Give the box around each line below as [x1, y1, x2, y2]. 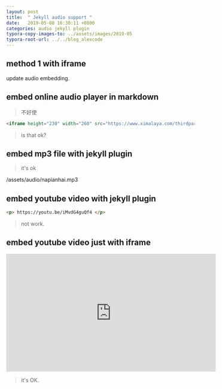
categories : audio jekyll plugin [6, 25, 90, 32]
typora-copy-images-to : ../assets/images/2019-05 [6, 31, 133, 37]
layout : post [6, 8, 39, 15]
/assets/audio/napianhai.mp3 [6, 176, 78, 183]
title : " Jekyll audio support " [6, 14, 93, 20]
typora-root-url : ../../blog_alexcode [6, 37, 103, 42]
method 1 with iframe [6, 59, 87, 69]
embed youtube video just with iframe [6, 238, 151, 248]
